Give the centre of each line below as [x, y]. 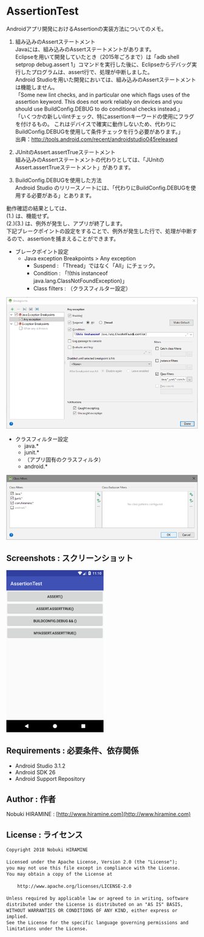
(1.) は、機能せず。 [29, 216]
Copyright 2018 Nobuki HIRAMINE [47, 850]
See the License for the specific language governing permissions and [97, 923]
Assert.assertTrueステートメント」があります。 [74, 167]
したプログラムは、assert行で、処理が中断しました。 [87, 72]
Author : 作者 [31, 799]
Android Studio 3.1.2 [40, 766]
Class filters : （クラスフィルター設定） [82, 288]
